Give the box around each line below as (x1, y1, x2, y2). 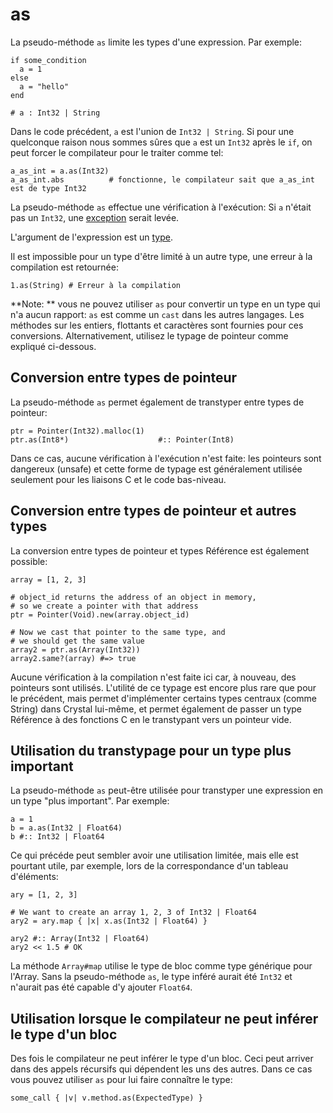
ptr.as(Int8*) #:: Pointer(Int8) (10, 434, 235, 445)
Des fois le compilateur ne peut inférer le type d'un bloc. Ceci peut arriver (10, 1053, 314, 1065)
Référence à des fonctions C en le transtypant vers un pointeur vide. (10, 713, 292, 725)
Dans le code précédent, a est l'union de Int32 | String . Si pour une (10, 125, 295, 137)
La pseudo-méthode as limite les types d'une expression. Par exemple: (10, 36, 303, 48)
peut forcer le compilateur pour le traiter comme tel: (10, 146, 224, 158)
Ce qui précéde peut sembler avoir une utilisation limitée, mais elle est (10, 849, 299, 862)
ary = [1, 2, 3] (10, 890, 78, 900)
